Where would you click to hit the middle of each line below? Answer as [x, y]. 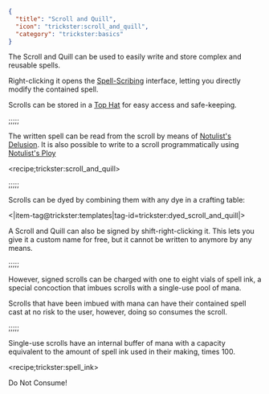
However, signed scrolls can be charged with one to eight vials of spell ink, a [135, 279]
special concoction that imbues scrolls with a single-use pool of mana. [125, 288]
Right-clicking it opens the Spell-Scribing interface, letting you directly [124, 81]
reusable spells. [35, 65]
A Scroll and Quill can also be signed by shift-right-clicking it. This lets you [131, 231]
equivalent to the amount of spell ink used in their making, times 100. [122, 352]
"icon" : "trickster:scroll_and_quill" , [82, 27]
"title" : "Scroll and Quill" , [66, 19]
